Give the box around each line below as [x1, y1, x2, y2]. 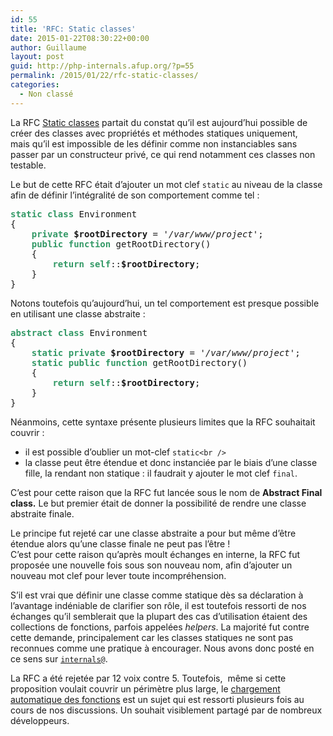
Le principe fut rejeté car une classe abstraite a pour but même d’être [10, 527, 297, 539]
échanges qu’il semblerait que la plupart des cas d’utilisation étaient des [10, 610, 308, 622]
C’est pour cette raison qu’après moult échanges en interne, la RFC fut [10, 548, 301, 560]
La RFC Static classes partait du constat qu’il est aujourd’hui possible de [10, 116, 308, 128]
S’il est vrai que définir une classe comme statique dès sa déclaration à [10, 589, 304, 601]
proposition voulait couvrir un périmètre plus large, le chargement [10, 682, 281, 695]
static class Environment [10, 208, 138, 220]
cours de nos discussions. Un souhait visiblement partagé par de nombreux [10, 704, 323, 716]
